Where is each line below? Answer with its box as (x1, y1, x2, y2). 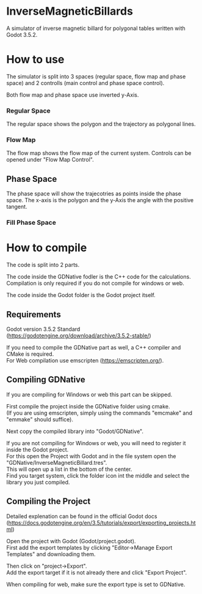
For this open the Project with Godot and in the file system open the (6, 452, 176, 460)
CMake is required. (6, 350, 54, 358)
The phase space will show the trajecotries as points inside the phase (6, 190, 181, 197)
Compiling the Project (6, 496, 91, 506)
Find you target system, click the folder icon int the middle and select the (6, 472, 190, 479)
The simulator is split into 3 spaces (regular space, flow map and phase (6, 72, 186, 80)
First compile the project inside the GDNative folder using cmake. (6, 402, 170, 410)
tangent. (6, 203, 27, 211)
